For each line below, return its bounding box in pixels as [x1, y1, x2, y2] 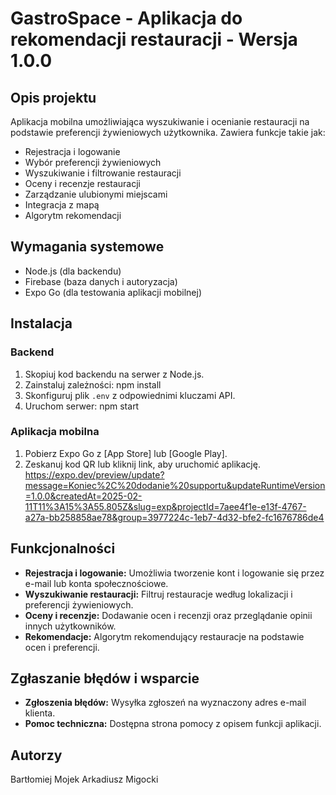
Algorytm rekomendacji [24, 210, 122, 221]
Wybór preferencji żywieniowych [24, 157, 162, 168]
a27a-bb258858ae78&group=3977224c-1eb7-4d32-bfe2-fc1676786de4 [24, 511, 325, 523]
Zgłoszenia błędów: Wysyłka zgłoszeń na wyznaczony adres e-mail [24, 697, 307, 709]
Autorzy [10, 747, 63, 764]
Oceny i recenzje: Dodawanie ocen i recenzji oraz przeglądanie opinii [24, 609, 313, 621]
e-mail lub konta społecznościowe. [24, 577, 169, 589]
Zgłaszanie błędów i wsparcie [10, 670, 200, 687]
